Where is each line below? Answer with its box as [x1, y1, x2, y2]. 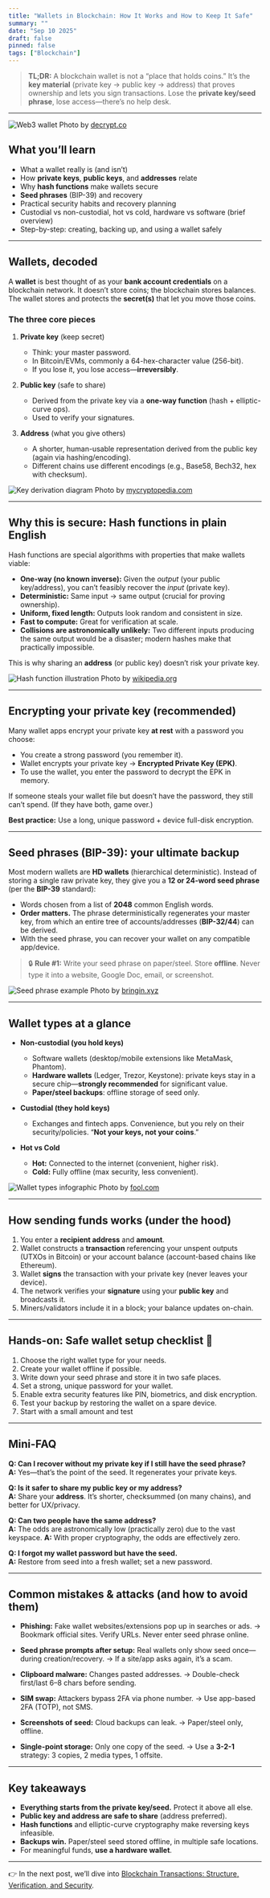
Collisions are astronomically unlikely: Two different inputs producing [19, 625, 255, 635]
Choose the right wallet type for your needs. [19, 1355, 167, 1365]
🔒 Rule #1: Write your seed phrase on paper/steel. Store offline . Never [27, 958, 260, 969]
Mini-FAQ [8, 1437, 57, 1451]
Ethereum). [19, 1260, 58, 1270]
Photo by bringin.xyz [89, 986, 159, 995]
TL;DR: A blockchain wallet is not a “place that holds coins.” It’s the [27, 72, 251, 80]
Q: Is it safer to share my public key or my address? [8, 1482, 182, 1492]
